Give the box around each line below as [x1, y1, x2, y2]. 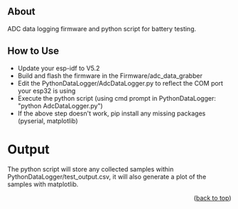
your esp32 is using [17, 86, 76, 95]
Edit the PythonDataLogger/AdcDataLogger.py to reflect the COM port [17, 79, 224, 87]
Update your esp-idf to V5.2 [17, 64, 100, 72]
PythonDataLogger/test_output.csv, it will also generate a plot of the [7, 172, 207, 181]
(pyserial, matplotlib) [17, 116, 78, 125]
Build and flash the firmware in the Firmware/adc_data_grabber [17, 71, 202, 80]
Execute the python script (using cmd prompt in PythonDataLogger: [17, 94, 217, 102]
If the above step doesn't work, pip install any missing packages [17, 109, 206, 118]
